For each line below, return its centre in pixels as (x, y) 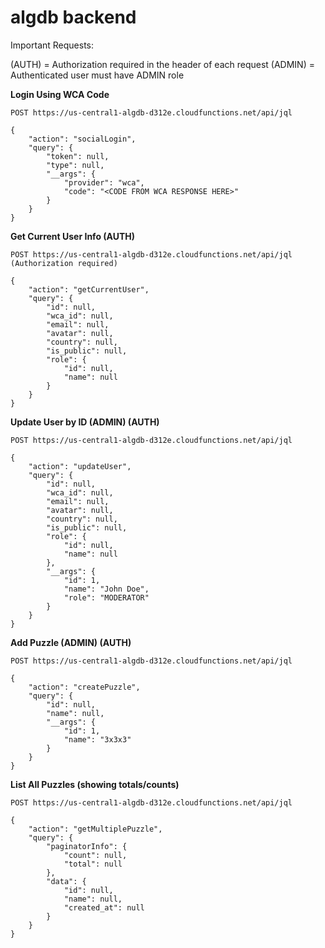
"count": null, (95, 855)
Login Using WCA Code (60, 94)
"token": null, (78, 156)
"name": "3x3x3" (97, 739)
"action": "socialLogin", (82, 139)
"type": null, (75, 165)
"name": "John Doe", (106, 589)
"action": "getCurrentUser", (89, 289)
